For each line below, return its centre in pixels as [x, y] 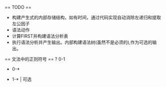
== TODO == [18, 7]
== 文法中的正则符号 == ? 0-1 [35, 59]
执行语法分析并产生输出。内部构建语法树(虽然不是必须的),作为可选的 [82, 42]
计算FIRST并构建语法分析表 [40, 36]
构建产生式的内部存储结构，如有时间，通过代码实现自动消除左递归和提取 [86, 17]
